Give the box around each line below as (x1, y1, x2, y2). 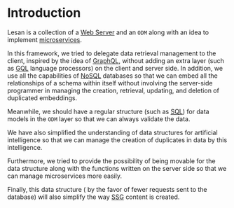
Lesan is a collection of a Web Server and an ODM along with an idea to (7, 28, 209, 36)
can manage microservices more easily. (7, 172, 123, 180)
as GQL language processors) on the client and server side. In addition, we (7, 64, 223, 72)
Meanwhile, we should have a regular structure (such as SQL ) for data (7, 107, 209, 116)
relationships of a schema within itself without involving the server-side (7, 78, 213, 87)
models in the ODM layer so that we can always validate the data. (7, 114, 191, 123)
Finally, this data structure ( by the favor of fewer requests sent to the (7, 185, 208, 193)
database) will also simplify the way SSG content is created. (7, 193, 180, 201)
